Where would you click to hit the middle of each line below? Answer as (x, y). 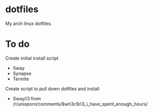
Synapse (22, 73)
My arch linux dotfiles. (29, 23)
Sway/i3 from (27, 98)
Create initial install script (32, 58)
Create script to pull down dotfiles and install (52, 89)
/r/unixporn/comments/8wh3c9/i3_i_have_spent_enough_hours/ (80, 104)
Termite (21, 79)
